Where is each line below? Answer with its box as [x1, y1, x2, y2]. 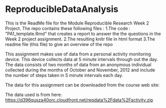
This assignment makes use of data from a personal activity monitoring [5, 51, 151, 57]
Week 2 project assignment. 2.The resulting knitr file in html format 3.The [5, 36, 156, 42]
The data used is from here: [5, 91, 62, 97]
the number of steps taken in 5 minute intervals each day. [5, 72, 123, 78]
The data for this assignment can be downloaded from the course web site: [5, 81, 160, 88]
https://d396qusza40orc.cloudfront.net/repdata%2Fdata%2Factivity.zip [5, 96, 154, 103]
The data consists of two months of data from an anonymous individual [5, 61, 152, 67]
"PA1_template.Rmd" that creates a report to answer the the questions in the [5, 30, 161, 36]
